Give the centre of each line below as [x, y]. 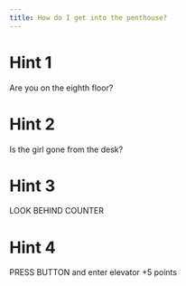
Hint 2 [33, 124]
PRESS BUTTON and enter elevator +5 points [93, 272]
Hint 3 [33, 186]
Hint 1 [31, 62]
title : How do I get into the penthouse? [88, 18]
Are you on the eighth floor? [61, 88]
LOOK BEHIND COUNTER [56, 211]
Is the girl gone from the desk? [66, 149]
